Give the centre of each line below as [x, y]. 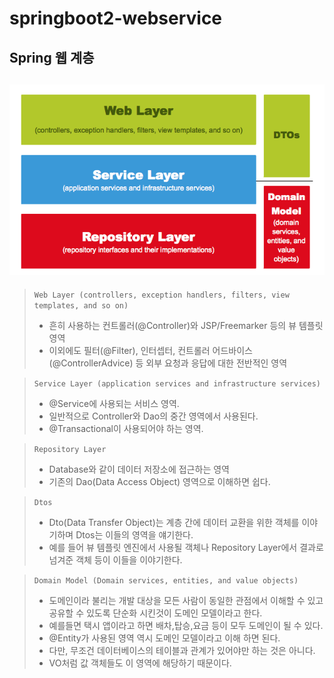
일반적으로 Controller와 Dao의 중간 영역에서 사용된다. [153, 416]
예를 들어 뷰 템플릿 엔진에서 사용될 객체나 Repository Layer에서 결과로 [186, 548]
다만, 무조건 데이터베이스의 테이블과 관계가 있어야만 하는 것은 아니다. [182, 651]
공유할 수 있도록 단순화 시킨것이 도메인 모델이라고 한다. [155, 613]
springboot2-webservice [116, 18]
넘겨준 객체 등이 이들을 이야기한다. [115, 560]
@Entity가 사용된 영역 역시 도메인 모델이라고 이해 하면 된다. [164, 638]
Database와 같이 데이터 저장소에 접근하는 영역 [139, 469]
